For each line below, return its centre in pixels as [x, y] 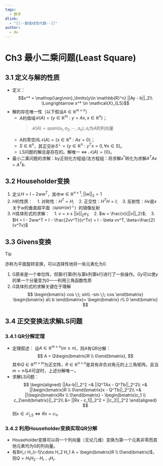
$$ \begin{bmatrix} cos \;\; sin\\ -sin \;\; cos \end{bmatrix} [85, 294]
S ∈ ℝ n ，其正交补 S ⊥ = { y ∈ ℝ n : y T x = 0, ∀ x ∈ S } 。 [72, 145]
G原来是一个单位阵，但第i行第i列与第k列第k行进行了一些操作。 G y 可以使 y [85, 274]
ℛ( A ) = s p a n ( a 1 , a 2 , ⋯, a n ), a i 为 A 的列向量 [72, 129]
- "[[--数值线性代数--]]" [33, 23]
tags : [10, 10]
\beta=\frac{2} [141, 220]
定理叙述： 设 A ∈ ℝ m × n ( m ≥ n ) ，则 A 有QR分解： [61, 348]
